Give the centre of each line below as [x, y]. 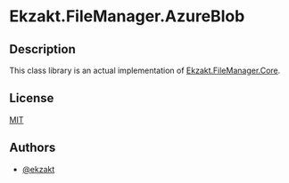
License [32, 98]
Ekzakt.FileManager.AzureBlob [127, 16]
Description [42, 49]
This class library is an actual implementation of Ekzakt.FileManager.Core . [145, 70]
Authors [33, 148]
